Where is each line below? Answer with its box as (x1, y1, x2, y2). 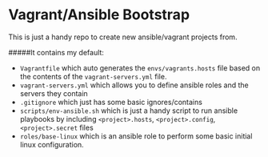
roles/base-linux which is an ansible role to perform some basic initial (19, 131, 253, 141)
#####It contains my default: (8, 47, 104, 57)
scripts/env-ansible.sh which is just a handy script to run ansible (19, 106, 238, 115)
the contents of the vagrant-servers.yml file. (19, 71, 167, 81)
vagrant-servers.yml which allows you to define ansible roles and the (19, 80, 250, 90)
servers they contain (19, 88, 88, 98)
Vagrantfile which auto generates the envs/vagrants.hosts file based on (19, 62, 261, 73)
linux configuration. (19, 139, 84, 149)
